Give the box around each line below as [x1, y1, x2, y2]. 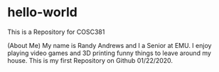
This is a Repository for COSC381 [7, 28, 105, 36]
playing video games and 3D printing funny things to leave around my [7, 49, 212, 57]
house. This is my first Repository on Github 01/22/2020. [7, 56, 173, 64]
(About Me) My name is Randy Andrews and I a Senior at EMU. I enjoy [7, 41, 212, 49]
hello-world [7, 4, 78, 20]
